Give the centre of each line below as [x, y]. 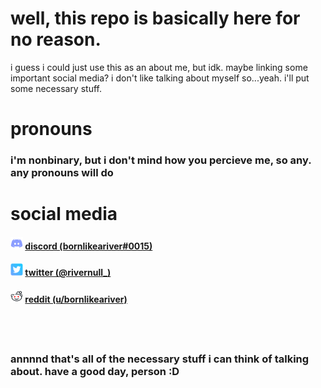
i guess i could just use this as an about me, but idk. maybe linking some [159, 67]
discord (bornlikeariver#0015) [88, 246]
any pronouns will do [62, 173]
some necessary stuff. [56, 88]
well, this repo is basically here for [155, 18]
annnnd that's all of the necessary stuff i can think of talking [160, 359]
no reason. [56, 39]
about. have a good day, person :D [95, 371]
